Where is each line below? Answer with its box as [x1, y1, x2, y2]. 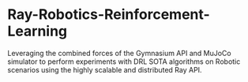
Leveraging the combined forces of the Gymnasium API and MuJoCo [7, 48, 231, 58]
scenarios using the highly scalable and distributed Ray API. [7, 65, 202, 74]
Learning [7, 22, 68, 40]
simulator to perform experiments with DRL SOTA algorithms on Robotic [7, 57, 241, 66]
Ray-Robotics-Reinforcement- [7, 6, 210, 24]
